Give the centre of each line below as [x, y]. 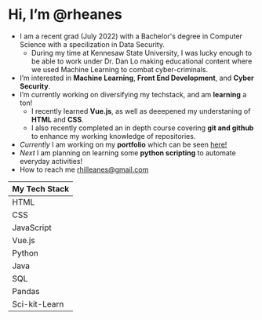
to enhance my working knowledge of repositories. [113, 136]
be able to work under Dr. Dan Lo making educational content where [142, 61]
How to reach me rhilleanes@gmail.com [84, 169]
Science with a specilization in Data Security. [92, 44]
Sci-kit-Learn [38, 304]
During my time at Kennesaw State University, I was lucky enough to [142, 53]
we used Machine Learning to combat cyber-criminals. [120, 69]
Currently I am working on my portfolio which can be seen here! [123, 144]
